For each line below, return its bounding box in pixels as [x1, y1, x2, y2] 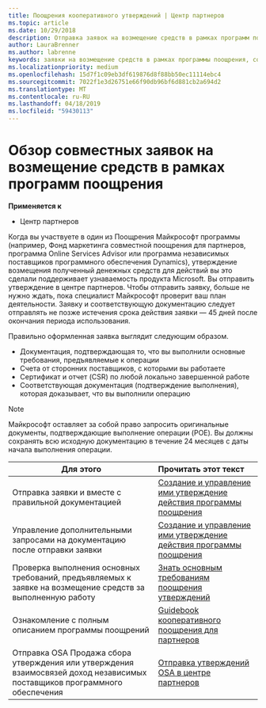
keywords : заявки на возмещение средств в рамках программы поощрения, [8, 56, 249, 64]
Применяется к [8, 201, 62, 211]
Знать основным [158, 561, 223, 573]
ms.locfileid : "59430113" [8, 108, 93, 116]
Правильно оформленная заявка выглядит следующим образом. [8, 331, 230, 341]
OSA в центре [158, 667, 211, 678]
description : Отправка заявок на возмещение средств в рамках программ [8, 33, 249, 42]
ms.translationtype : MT [8, 85, 87, 93]
